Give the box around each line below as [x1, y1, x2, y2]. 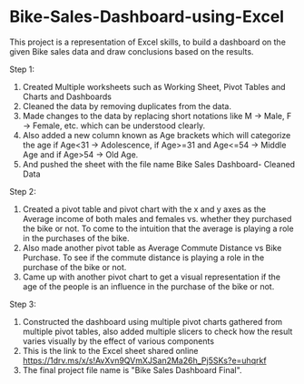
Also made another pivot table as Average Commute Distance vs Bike [22, 242, 282, 253]
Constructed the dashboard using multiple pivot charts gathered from [22, 316, 283, 327]
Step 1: [9, 64, 34, 75]
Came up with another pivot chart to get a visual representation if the [22, 271, 281, 282]
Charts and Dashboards [22, 91, 112, 102]
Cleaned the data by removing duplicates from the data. [22, 100, 231, 111]
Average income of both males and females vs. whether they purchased [22, 213, 292, 224]
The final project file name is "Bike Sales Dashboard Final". [22, 364, 242, 375]
